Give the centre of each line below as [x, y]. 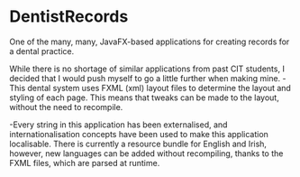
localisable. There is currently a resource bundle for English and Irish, [138, 144]
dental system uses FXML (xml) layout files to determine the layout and [159, 88]
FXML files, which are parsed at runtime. [85, 163]
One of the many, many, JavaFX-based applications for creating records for [150, 42]
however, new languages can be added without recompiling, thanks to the [146, 153]
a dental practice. [42, 51]
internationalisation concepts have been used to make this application [139, 134]
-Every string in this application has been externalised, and [118, 125]
